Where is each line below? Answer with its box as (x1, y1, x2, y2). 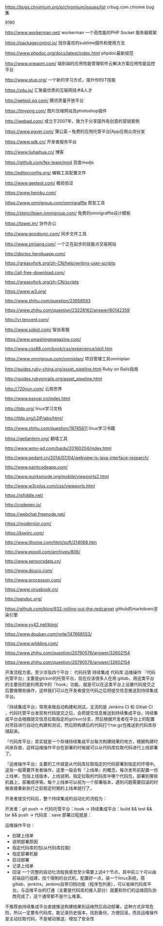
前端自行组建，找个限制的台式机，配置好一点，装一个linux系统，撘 (12, 875, 145, 881)
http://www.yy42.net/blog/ (5, 622, 58, 627)
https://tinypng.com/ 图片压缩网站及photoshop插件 (5, 108, 107, 114)
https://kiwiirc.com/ (5, 530, 44, 536)
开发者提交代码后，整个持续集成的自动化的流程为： (5, 796, 107, 801)
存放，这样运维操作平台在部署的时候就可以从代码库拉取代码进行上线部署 (13, 745, 158, 750)
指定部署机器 (12, 851, 38, 857)
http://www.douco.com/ (5, 568, 53, 573)
